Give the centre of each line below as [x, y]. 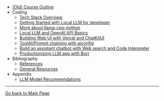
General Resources [39, 69]
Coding [20, 12]
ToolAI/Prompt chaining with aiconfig [57, 43]
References [31, 64]
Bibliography [25, 59]
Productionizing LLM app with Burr [54, 53]
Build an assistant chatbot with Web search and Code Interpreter [84, 48]
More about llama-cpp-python [50, 28]
